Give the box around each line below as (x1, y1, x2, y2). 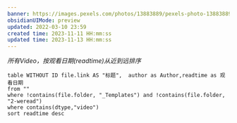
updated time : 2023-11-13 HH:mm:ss (7, 37, 112, 44)
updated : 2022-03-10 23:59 (7, 23, 87, 30)
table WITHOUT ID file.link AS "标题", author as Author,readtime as (7, 72, 217, 79)
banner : (7, 10, 30, 18)
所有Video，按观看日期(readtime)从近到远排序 (7, 57, 142, 65)
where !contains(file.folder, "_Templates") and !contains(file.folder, (7, 92, 226, 99)
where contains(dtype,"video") (7, 104, 99, 111)
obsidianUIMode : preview (7, 17, 80, 24)
